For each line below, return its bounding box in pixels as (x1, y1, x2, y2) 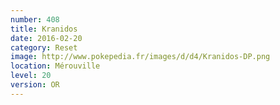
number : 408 (10, 14, 60, 25)
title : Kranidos (10, 24, 78, 34)
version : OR (10, 80, 60, 90)
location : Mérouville (10, 61, 101, 71)
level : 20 (10, 71, 52, 81)
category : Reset (10, 42, 78, 53)
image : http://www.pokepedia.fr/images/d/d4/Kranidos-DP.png (10, 52, 271, 62)
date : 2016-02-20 (10, 33, 83, 43)
